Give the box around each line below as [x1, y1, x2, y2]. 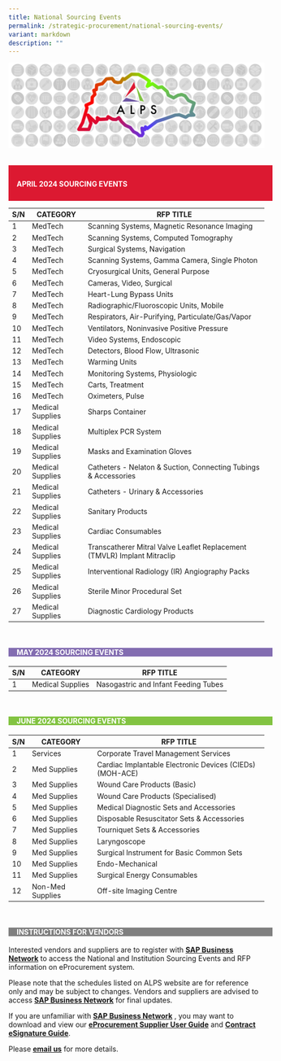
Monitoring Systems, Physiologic [88, 369, 197, 378]
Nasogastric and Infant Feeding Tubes [96, 679, 224, 689]
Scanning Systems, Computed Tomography [88, 233, 233, 242]
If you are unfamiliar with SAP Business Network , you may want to [8, 1011, 234, 1021]
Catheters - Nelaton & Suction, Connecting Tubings [88, 462, 260, 472]
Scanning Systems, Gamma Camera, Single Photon [88, 255, 258, 265]
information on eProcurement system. [8, 963, 136, 972]
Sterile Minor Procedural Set [88, 587, 182, 596]
